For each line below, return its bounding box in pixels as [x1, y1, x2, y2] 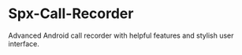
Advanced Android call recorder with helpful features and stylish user [8, 31, 234, 40]
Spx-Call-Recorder [8, 5, 134, 23]
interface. [8, 38, 39, 48]
